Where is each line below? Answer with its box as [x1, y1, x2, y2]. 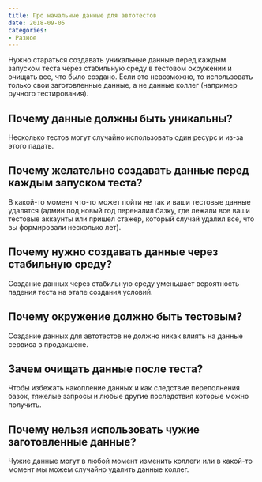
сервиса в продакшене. [8, 339, 89, 348]
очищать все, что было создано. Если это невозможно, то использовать [8, 72, 253, 81]
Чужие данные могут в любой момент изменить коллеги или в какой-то [8, 456, 253, 466]
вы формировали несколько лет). [8, 222, 122, 232]
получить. [8, 400, 42, 409]
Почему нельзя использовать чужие [8, 423, 200, 436]
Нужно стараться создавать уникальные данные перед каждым [8, 55, 226, 65]
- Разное [8, 33, 37, 42]
